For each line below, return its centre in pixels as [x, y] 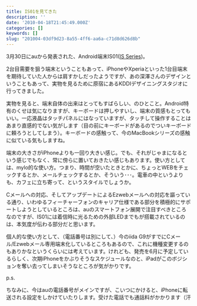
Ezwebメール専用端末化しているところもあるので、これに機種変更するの [101, 244]
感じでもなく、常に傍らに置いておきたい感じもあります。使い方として [101, 160]
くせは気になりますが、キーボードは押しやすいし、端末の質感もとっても [103, 111]
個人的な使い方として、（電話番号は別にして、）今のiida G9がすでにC [88, 237]
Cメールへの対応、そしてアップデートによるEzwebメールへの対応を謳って [96, 194]
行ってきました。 [26, 91]
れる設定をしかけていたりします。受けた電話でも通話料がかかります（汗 [103, 297]
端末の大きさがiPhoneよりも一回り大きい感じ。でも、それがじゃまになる [94, 153]
